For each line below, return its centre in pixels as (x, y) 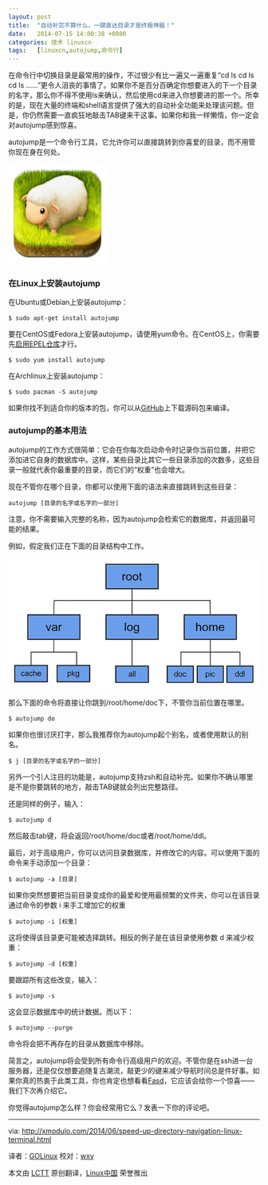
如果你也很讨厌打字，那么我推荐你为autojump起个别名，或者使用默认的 (125, 734)
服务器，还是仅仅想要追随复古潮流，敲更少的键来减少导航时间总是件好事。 (130, 1070)
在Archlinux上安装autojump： (57, 376)
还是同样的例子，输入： (47, 804)
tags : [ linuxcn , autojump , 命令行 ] (66, 51)
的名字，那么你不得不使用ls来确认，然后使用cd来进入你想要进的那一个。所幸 (134, 95)
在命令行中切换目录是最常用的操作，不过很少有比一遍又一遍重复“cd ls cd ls (131, 75)
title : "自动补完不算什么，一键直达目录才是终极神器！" (92, 25)
